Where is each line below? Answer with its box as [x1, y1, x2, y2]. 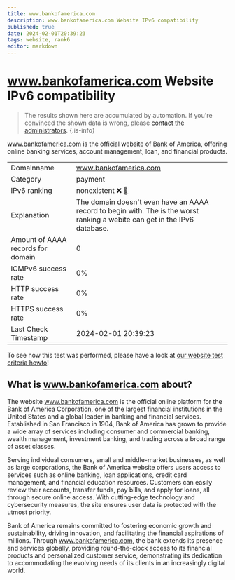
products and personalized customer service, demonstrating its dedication [7, 551, 222, 560]
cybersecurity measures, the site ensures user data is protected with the [7, 500, 217, 508]
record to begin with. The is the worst [76, 205, 199, 215]
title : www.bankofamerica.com [7, 10, 96, 18]
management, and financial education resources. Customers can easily [7, 478, 213, 486]
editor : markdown [7, 43, 58, 50]
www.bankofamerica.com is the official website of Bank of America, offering [7, 140, 227, 148]
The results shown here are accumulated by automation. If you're [24, 111, 213, 119]
